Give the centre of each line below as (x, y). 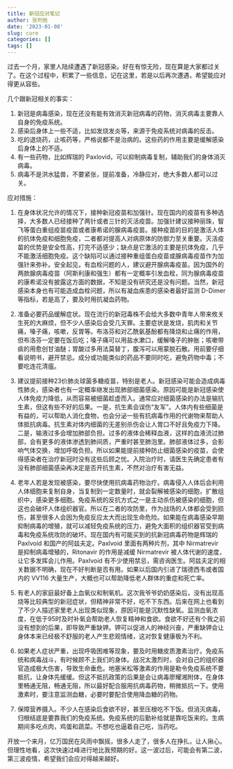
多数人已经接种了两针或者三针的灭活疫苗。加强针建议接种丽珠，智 (130, 221)
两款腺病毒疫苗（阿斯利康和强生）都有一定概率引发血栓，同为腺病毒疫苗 (120, 273)
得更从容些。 (25, 84)
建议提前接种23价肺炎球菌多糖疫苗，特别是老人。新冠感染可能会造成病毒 (121, 381)
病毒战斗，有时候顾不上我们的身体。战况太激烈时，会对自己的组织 (124, 660)
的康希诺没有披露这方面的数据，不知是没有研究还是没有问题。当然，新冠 (120, 282)
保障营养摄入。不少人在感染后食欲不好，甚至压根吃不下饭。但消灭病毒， (120, 709)
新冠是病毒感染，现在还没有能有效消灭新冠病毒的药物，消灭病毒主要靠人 (120, 113)
